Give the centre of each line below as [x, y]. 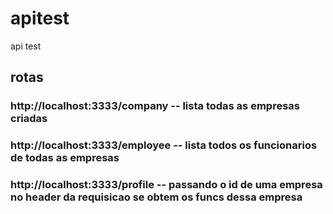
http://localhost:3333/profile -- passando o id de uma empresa [166, 185]
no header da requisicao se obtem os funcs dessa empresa [156, 197]
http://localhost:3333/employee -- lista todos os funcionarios [164, 145]
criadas [29, 119]
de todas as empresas [65, 158]
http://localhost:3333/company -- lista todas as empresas [155, 106]
